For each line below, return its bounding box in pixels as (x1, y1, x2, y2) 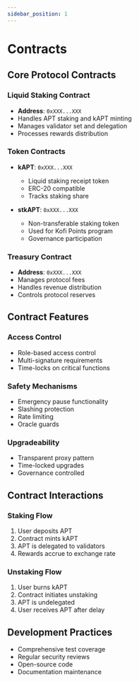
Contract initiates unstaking (17, 591, 98, 599)
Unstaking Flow (7, 566, 62, 576)
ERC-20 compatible (28, 184, 85, 192)
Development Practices (7, 626, 113, 638)
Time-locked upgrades (17, 462, 85, 470)
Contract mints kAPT (17, 535, 78, 543)
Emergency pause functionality (17, 398, 109, 406)
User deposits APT (17, 527, 73, 535)
